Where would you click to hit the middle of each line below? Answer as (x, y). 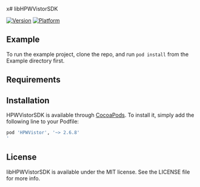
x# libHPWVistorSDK (32, 9)
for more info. (23, 178)
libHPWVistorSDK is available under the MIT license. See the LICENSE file (98, 172)
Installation (28, 100)
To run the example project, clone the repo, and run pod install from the (98, 54)
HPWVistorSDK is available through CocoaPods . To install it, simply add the (100, 115)
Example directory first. (35, 61)
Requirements (33, 80)
